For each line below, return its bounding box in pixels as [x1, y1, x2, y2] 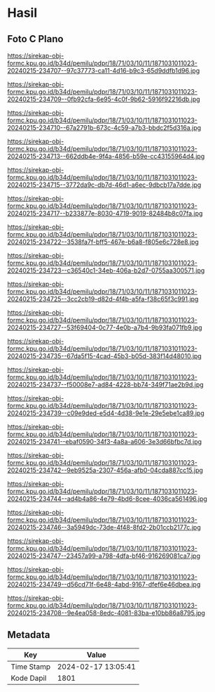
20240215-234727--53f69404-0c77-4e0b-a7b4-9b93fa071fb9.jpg [7, 323, 202, 332]
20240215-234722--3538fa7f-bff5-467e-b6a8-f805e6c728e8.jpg [7, 237, 200, 246]
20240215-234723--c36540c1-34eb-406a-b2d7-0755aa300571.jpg [7, 266, 205, 275]
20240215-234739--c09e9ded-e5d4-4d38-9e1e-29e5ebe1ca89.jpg [7, 409, 204, 417]
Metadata [7, 629, 50, 641]
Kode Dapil [11, 673, 47, 683]
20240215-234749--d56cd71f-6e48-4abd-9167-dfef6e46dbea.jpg [7, 580, 201, 588]
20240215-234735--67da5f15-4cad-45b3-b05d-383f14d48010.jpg [7, 352, 202, 360]
